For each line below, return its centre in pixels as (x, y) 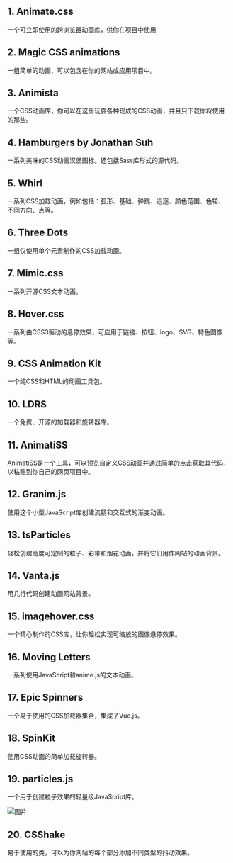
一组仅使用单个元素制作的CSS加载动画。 (67, 250)
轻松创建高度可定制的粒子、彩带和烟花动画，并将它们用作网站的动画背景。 (116, 553)
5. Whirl (25, 183)
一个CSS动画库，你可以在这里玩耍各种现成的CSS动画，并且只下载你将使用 (116, 111)
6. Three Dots (38, 233)
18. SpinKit (32, 739)
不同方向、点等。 (32, 210)
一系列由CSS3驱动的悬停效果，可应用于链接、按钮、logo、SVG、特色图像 (115, 332)
